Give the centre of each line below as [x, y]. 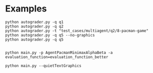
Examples [26, 9]
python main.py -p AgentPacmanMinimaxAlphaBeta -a [59, 52]
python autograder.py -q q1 [34, 22]
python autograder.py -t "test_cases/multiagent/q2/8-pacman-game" [77, 30]
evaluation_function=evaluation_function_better [57, 57]
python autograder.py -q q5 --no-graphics [50, 35]
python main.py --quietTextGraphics [43, 65]
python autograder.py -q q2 [34, 26]
